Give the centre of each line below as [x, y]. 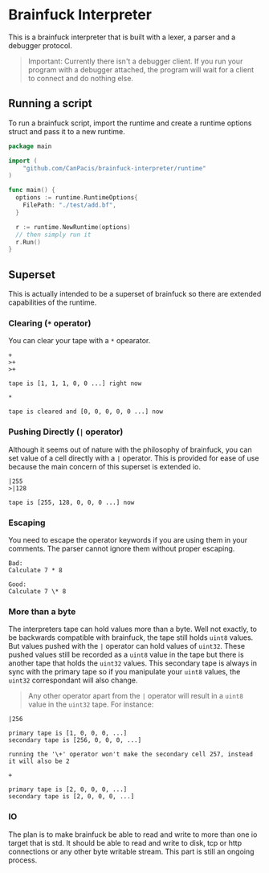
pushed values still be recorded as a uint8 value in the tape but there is [126, 655]
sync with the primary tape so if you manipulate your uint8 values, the [124, 672]
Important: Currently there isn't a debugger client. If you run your [135, 61]
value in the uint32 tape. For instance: [91, 704]
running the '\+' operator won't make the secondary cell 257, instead [130, 754]
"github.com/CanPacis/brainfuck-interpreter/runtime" [114, 168]
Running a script [50, 103]
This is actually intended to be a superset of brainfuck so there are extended [135, 294]
